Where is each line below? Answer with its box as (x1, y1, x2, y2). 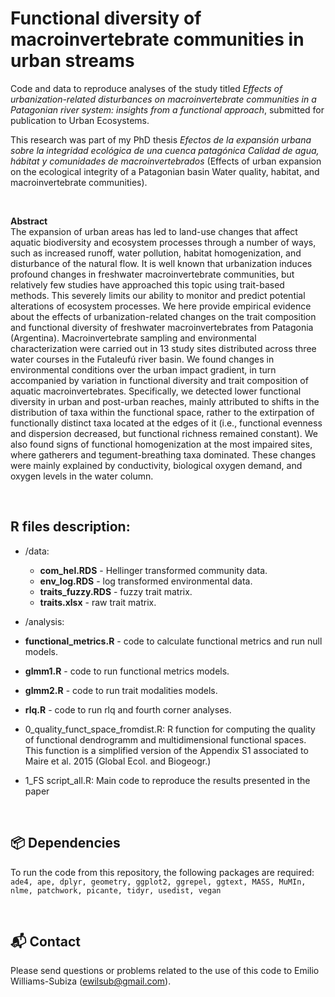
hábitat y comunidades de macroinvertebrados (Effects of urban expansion (10, 155, 322, 167)
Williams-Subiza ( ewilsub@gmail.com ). (10, 975, 172, 987)
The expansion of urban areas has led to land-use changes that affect (10, 225, 298, 237)
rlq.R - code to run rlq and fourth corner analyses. (24, 703, 232, 716)
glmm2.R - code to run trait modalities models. (24, 684, 218, 696)
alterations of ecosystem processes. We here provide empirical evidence (10, 300, 312, 312)
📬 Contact (10, 933, 81, 950)
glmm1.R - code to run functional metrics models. (24, 665, 230, 677)
